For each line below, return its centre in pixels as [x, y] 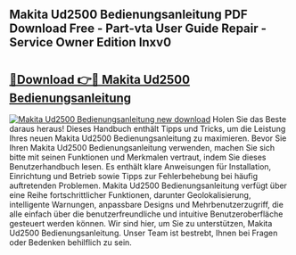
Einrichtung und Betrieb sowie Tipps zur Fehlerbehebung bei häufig [134, 176]
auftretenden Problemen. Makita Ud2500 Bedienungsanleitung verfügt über [148, 185]
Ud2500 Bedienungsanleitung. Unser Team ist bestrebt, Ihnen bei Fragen [144, 233]
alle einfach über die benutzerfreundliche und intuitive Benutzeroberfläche [146, 214]
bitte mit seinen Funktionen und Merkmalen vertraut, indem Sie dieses [138, 157]
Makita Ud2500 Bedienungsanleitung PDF [128, 15]
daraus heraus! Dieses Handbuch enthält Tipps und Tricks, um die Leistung [148, 129]
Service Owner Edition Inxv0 [90, 42]
